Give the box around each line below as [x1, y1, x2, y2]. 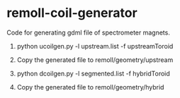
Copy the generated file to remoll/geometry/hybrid [16, 82, 164, 91]
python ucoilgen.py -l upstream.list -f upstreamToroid [16, 42, 174, 50]
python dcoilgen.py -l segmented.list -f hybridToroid [16, 69, 171, 78]
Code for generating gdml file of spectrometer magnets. [6, 28, 171, 37]
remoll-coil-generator [6, 5, 137, 21]
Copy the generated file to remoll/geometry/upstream [16, 55, 174, 64]
